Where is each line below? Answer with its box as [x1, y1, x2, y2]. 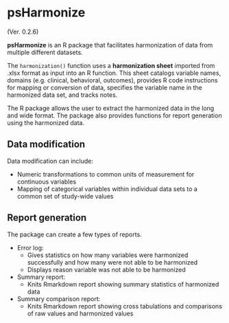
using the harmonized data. [7, 118, 84, 126]
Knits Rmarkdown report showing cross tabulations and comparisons [27, 302, 223, 310]
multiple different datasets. [7, 48, 84, 56]
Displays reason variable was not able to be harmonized [27, 265, 186, 274]
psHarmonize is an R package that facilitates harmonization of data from [7, 41, 213, 49]
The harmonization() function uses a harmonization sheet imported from [7, 61, 215, 69]
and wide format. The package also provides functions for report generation [7, 111, 222, 120]
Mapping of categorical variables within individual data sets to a [16, 184, 197, 193]
